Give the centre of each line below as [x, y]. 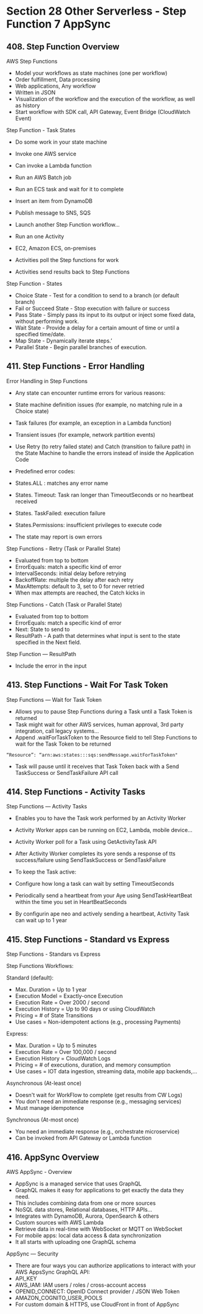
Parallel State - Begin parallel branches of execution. [81, 347]
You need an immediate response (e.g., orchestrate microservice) [97, 1132]
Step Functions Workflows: [40, 966]
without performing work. [47, 321]
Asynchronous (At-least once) [44, 1083]
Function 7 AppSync [59, 24]
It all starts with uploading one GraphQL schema [75, 1242]
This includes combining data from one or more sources [85, 1203]
